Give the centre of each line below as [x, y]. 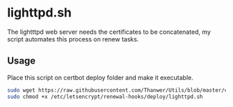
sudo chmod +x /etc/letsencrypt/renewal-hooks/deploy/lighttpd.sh [105, 97]
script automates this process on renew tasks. [73, 39]
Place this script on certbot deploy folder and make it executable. [101, 77]
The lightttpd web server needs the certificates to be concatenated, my [109, 32]
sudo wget [21, 90]
